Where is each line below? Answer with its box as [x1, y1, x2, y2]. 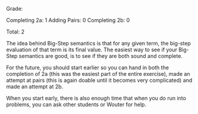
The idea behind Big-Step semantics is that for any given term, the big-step [6, 40, 191, 47]
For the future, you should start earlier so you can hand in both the [6, 64, 169, 71]
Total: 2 [6, 28, 25, 35]
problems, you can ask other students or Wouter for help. [6, 101, 147, 108]
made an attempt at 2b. [6, 83, 64, 90]
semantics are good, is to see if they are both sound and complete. [18, 53, 183, 59]
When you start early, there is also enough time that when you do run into [6, 95, 186, 101]
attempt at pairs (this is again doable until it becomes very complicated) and [6, 77, 193, 84]
